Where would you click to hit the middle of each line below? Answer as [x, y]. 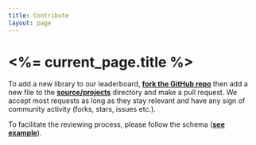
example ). [25, 133]
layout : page [30, 23]
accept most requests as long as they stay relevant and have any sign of [127, 101]
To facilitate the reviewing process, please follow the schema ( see [116, 124]
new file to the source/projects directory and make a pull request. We [123, 93]
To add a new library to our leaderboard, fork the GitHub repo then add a [128, 84]
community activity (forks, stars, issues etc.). [82, 109]
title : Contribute [39, 15]
